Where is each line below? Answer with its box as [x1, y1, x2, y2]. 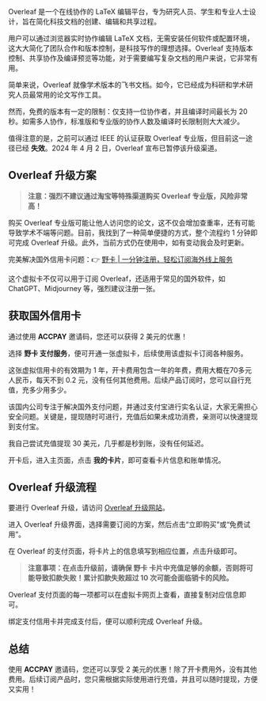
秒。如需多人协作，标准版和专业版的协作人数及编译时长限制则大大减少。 [8, 117, 244, 126]
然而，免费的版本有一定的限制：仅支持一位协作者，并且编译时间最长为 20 [8, 107, 248, 116]
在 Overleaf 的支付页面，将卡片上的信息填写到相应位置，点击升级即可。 [8, 547, 241, 556]
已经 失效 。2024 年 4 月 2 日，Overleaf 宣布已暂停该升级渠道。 [14, 143, 222, 153]
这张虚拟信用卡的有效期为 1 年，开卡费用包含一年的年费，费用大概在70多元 [8, 365, 253, 374]
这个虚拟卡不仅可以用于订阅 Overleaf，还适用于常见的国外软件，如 [8, 274, 226, 283]
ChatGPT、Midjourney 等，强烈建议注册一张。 [8, 283, 160, 293]
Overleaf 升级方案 [8, 169, 97, 182]
